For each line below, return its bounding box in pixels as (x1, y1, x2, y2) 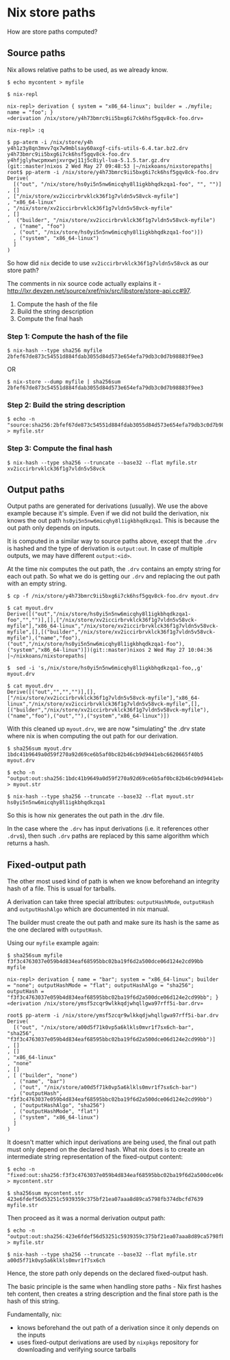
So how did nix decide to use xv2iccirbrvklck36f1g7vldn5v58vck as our (7, 258, 209, 267)
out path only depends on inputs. (7, 524, 101, 532)
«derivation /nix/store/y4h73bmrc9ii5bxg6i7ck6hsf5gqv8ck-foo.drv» (7, 114, 204, 121)
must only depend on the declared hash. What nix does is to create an (7, 1145, 205, 1154)
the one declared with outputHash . (7, 925, 103, 934)
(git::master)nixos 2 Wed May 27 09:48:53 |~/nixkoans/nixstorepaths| (7, 162, 213, 169)
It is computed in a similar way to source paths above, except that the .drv (7, 537, 217, 546)
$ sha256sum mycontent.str (7, 1190, 84, 1197)
